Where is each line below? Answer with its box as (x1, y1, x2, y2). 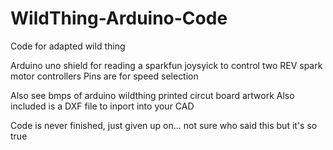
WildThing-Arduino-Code (10, 7, 228, 30)
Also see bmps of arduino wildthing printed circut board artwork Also (10, 89, 295, 101)
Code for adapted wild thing (10, 40, 126, 52)
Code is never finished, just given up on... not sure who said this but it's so (10, 119, 318, 131)
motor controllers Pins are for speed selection (10, 70, 199, 82)
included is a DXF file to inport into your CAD (10, 100, 195, 112)
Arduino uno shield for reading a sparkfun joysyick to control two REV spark (10, 59, 323, 71)
